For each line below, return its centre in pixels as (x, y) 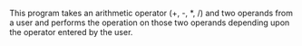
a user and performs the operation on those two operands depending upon (150, 23)
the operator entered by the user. (71, 32)
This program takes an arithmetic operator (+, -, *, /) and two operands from (151, 13)
